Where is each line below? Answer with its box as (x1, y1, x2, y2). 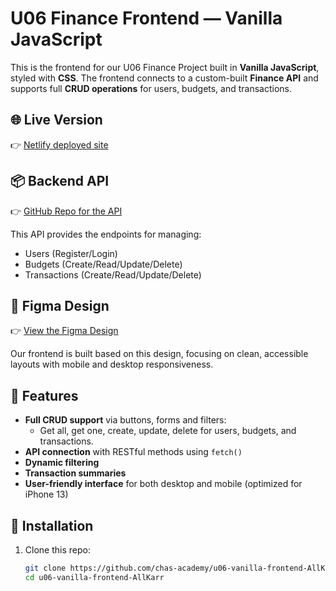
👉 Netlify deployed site (10, 138, 109, 151)
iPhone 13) (24, 488, 69, 501)
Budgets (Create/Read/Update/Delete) (24, 258, 183, 270)
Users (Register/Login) (24, 247, 118, 259)
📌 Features (10, 387, 79, 404)
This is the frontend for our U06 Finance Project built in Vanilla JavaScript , (10, 61, 320, 73)
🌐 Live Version (10, 112, 103, 129)
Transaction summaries (24, 467, 127, 479)
